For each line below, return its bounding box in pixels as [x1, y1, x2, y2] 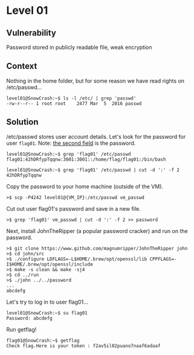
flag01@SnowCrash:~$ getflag [6, 337, 80, 344]
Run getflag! [6, 325, 37, 333]
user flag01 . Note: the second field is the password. [6, 139, 136, 147]
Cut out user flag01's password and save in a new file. [6, 205, 141, 212]
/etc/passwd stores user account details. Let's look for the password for [6, 133, 186, 140]
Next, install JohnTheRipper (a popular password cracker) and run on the [6, 227, 189, 234]
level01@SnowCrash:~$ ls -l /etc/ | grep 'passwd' [6, 95, 137, 101]
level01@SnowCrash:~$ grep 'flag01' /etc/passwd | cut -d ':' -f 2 [6, 167, 180, 173]
